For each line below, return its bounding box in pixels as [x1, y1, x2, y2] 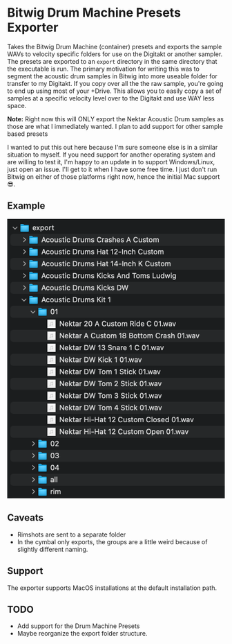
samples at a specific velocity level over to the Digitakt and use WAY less [7, 94, 215, 102]
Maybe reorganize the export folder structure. [17, 629, 148, 638]
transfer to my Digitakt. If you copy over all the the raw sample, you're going [7, 79, 224, 87]
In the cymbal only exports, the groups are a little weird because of [17, 537, 208, 546]
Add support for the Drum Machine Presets [17, 622, 140, 630]
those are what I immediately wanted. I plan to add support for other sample [7, 122, 223, 130]
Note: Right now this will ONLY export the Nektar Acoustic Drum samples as [7, 114, 224, 123]
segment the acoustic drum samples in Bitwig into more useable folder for [7, 71, 217, 80]
